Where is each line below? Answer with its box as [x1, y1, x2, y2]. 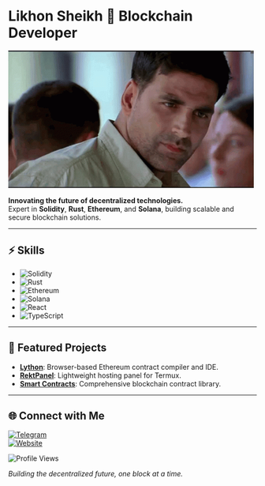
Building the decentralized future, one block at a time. [8, 469, 184, 479]
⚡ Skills [8, 244, 45, 258]
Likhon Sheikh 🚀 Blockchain [8, 7, 193, 25]
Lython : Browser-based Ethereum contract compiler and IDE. [19, 362, 219, 371]
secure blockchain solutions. [8, 213, 101, 222]
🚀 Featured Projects [8, 341, 107, 355]
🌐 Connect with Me [8, 409, 105, 422]
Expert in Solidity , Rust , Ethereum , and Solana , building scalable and [8, 204, 234, 213]
